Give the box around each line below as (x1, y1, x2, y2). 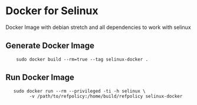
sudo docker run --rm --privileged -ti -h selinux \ (13, 88, 146, 94)
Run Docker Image (5, 73, 75, 83)
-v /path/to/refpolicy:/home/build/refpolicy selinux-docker (29, 93, 183, 99)
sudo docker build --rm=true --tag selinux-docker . (16, 56, 149, 63)
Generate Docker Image (5, 41, 95, 51)
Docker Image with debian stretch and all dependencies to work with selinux (5, 24, 191, 31)
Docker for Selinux (5, 4, 98, 18)
